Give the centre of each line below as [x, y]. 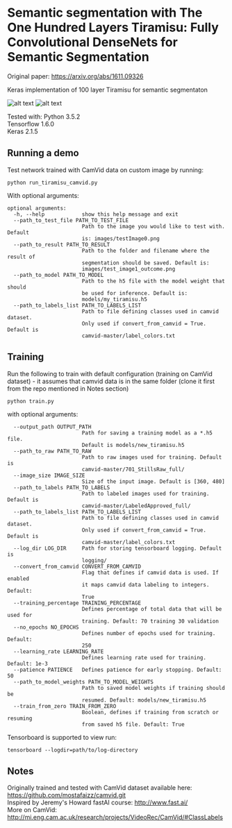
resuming [20, 718]
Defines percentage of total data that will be [152, 609]
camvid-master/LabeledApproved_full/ [136, 506]
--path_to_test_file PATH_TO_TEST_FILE [71, 220]
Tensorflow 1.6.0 [31, 124]
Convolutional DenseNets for [93, 42]
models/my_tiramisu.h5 [115, 299]
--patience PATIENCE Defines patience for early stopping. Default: [118, 670]
